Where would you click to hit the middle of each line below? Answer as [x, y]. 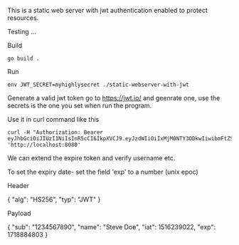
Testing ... [22, 32]
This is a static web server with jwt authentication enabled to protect [108, 10]
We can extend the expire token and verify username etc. [91, 158]
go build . [23, 58]
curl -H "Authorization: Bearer [55, 132]
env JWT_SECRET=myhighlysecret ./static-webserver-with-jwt [99, 85]
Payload [19, 213]
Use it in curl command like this [53, 119]
